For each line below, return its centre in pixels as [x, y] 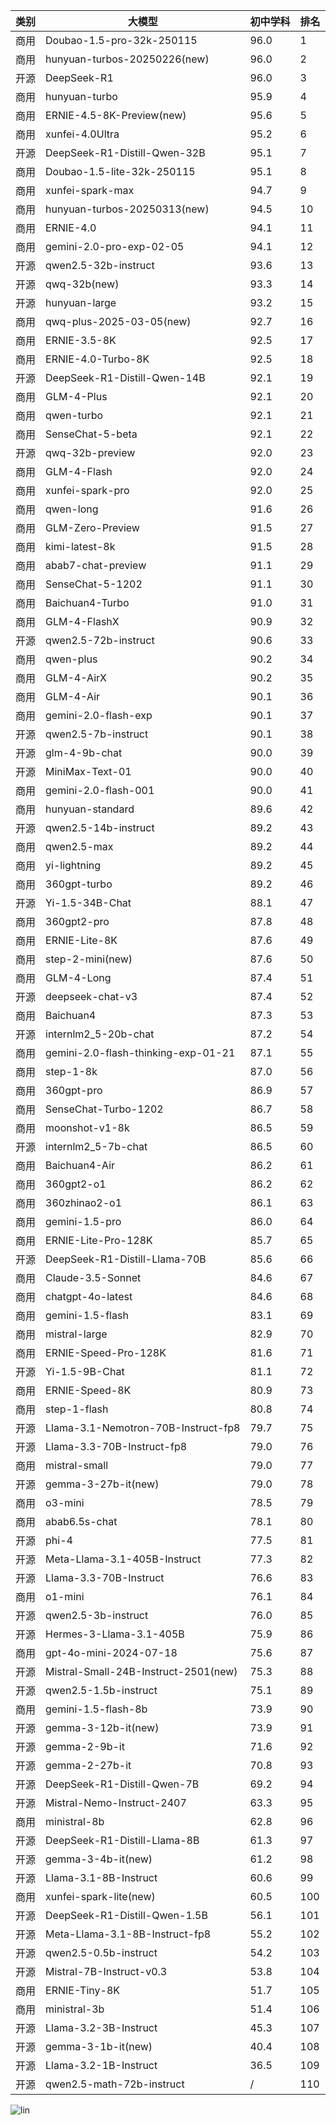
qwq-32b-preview [90, 452]
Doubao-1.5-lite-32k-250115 [120, 171]
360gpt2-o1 [76, 1184]
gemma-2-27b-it [88, 1765]
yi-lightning [73, 865]
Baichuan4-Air [80, 1165]
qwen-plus [71, 659]
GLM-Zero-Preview [92, 527]
